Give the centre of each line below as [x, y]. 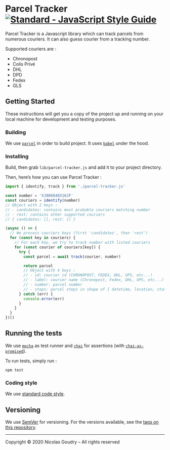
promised [14, 351]
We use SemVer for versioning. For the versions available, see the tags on [82, 422]
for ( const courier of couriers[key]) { [57, 247]
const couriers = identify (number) [43, 201]
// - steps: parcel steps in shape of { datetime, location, [89, 289]
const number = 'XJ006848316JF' [39, 196]
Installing [17, 156]
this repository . [21, 427]
